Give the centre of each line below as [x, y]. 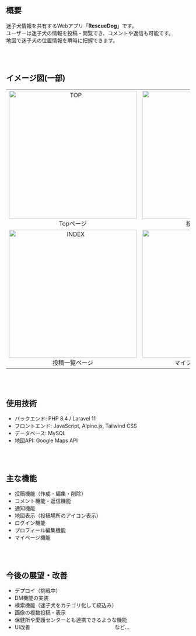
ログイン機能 [30, 523]
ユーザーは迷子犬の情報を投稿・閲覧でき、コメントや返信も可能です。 [90, 33]
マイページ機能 [32, 538]
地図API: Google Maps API [46, 440]
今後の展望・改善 [37, 575]
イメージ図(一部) [36, 78]
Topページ [73, 223]
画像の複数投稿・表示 [40, 613]
